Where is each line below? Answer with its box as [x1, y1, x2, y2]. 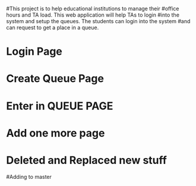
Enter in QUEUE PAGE [6, 99, 113, 112]
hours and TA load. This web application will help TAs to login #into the [6, 11, 180, 18]
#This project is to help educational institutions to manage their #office [6, 5, 179, 12]
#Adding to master [6, 173, 52, 180]
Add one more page [6, 126, 105, 140]
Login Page [6, 45, 62, 58]
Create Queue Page [6, 72, 104, 86]
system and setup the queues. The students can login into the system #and [6, 18, 191, 24]
